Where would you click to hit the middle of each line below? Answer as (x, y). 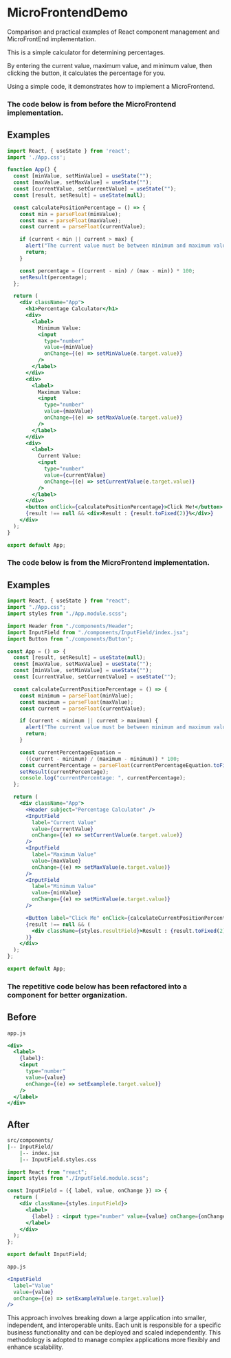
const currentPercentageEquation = (70, 752)
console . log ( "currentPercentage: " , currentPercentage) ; (103, 778)
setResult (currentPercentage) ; (64, 772)
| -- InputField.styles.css (58, 1160)
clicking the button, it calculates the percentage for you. (86, 73)
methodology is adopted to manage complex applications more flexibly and (114, 1340)
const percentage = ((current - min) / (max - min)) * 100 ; (107, 271)
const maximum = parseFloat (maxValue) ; (77, 702)
